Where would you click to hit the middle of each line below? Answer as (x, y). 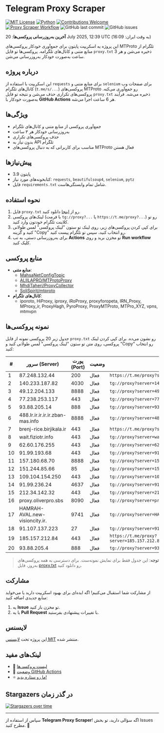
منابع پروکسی (24, 258)
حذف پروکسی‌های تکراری (36, 137)
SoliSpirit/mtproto (37, 291)
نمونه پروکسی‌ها (27, 327)
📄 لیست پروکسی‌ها (30, 667)
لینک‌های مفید (23, 655)
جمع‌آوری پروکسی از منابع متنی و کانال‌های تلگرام (57, 126)
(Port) (78, 367)
